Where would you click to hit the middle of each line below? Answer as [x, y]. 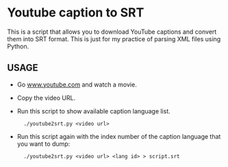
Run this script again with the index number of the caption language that [119, 136]
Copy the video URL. [46, 98]
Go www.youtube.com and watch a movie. [77, 85]
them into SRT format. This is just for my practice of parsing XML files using [114, 38]
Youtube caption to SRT [76, 13]
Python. [18, 46]
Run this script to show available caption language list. [94, 111]
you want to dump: [43, 144]
